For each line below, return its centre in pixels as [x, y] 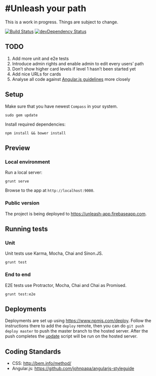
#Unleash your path [46, 9]
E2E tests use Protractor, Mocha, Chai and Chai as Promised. [66, 285]
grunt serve [17, 181]
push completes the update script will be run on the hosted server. [71, 336]
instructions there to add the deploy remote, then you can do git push [75, 326]
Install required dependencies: [35, 124]
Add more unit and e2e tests [40, 58]
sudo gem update [21, 115]
